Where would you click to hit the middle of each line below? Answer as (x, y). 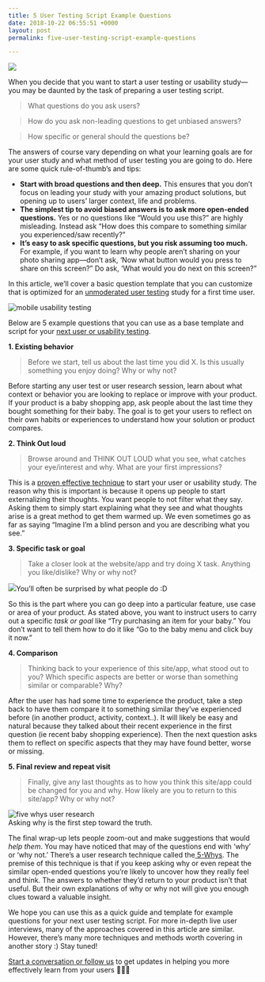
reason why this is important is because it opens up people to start (117, 491)
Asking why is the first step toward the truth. (80, 823)
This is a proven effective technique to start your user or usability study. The (132, 483)
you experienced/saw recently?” (72, 235)
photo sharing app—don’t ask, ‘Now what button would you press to (131, 260)
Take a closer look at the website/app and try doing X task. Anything (139, 564)
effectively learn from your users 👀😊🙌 (69, 970)
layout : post (30, 30)
